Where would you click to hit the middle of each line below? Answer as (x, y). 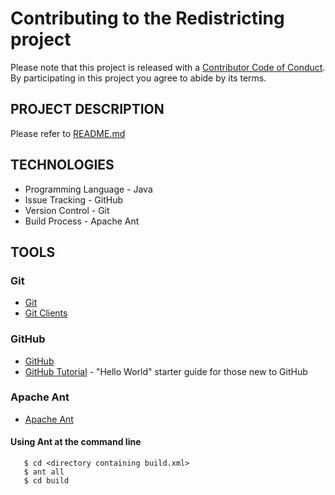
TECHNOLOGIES (62, 165)
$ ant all (44, 472)
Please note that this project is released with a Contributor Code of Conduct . (168, 67)
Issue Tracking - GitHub (74, 199)
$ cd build (46, 481)
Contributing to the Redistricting (147, 18)
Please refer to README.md (68, 133)
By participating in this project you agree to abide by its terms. (138, 78)
